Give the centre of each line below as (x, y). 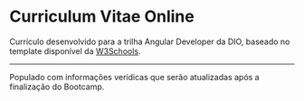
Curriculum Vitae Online (102, 17)
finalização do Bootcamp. (57, 87)
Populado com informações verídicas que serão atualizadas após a (134, 77)
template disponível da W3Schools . (76, 50)
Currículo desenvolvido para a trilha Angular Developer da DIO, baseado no (150, 41)
